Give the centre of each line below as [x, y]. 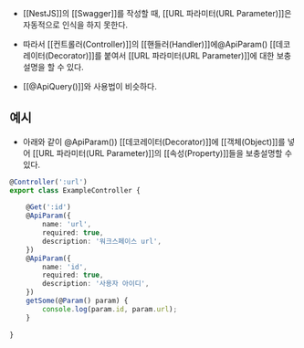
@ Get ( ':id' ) [48, 207]
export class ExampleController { [75, 190]
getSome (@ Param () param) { [77, 301]
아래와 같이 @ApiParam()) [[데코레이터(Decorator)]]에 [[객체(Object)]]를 [154, 142]
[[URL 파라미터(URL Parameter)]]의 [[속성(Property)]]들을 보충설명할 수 [162, 153]
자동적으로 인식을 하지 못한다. [75, 25]
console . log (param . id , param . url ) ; [110, 309]
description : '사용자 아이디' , [96, 284]
